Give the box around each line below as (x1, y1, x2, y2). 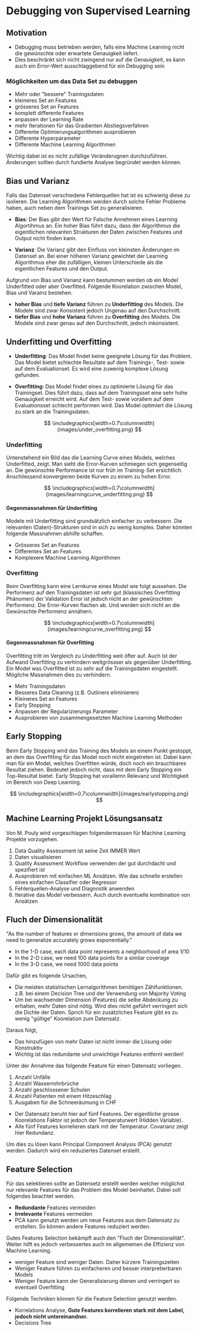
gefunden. (14, 371, 40, 378)
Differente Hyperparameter (14, 135, 81, 142)
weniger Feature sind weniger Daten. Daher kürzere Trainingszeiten (14, 1259, 180, 1266)
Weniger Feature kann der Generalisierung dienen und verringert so (14, 1278, 180, 1285)
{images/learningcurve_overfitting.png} (47, 625, 144, 633)
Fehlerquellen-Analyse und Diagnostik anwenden (14, 885, 135, 892)
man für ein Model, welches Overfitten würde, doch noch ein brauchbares (6, 759, 187, 767)
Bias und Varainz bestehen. (6, 289, 73, 296)
